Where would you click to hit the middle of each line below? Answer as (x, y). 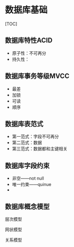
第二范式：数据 (27, 143)
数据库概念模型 (27, 206)
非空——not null (28, 178)
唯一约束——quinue (32, 185)
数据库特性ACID (29, 40)
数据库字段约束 (27, 166)
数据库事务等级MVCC (37, 76)
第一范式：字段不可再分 (35, 137)
